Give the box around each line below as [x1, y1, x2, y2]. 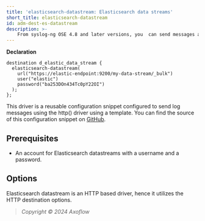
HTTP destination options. [6, 196, 72, 203]
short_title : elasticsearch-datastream [6, 15, 108, 21]
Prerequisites [6, 133, 59, 144]
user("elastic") [17, 76, 59, 82]
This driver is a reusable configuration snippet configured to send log [6, 103, 181, 110]
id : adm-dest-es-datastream [6, 20, 78, 26]
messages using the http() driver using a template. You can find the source [6, 109, 195, 116]
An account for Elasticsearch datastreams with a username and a [15, 149, 179, 156]
